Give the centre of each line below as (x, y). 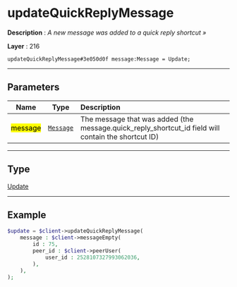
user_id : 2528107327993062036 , (92, 257)
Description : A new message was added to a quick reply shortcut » (107, 32)
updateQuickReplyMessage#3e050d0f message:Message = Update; (99, 59)
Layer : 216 (24, 46)
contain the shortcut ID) (120, 137)
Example (27, 215)
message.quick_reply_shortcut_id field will (150, 128)
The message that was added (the (137, 119)
